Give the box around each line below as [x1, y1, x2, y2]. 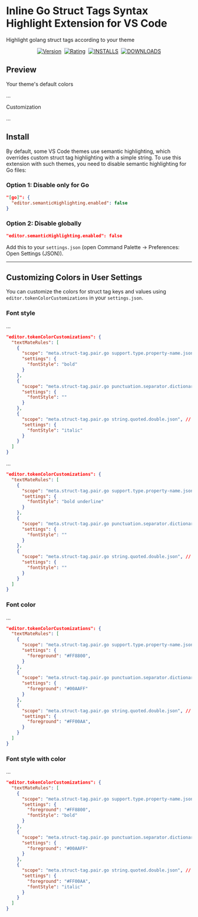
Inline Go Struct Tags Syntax [6, 4, 148, 18]
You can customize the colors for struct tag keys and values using [6, 288, 167, 295]
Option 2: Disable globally [6, 220, 82, 228]
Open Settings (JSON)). [6, 250, 64, 257]
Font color [6, 601, 36, 609]
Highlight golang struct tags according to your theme [6, 36, 135, 43]
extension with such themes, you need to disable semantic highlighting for [6, 160, 187, 167]
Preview [6, 65, 37, 75]
